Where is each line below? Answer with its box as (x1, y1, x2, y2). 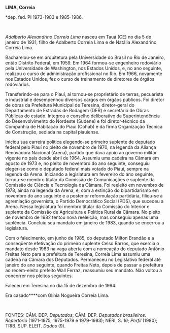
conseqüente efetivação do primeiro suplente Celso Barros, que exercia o (5, 241, 159, 246)
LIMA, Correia (5, 5, 36, 10)
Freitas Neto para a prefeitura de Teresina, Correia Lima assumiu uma (5, 251, 151, 257)
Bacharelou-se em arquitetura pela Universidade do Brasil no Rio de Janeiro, (5, 54, 165, 60)
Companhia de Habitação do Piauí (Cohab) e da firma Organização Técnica (5, 124, 163, 129)
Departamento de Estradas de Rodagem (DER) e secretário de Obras (5, 108, 149, 113)
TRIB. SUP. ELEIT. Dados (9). (5, 323, 66, 329)
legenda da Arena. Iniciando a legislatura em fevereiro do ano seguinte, (5, 171, 154, 177)
